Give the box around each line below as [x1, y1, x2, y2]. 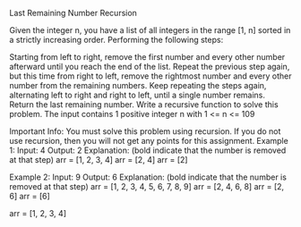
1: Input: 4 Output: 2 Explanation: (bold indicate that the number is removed [9, 145, 287, 156]
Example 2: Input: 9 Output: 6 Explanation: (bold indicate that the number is [9, 172, 287, 182]
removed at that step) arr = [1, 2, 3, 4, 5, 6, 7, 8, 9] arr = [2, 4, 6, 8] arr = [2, [9, 181, 285, 191]
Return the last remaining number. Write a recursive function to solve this [9, 99, 279, 110]
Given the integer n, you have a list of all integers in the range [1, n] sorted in [9, 25, 291, 35]
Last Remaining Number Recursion [9, 8, 137, 18]
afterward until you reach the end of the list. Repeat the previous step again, [9, 62, 290, 71]
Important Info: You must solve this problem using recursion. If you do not [9, 126, 281, 137]
